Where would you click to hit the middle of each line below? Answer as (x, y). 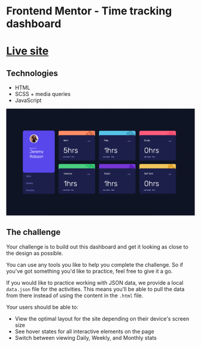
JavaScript (28, 101)
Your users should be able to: (42, 307)
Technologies (32, 73)
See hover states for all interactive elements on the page (84, 331)
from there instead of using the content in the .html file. (75, 295)
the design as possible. (35, 253)
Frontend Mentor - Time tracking (89, 11)
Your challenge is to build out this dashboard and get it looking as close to (97, 246)
